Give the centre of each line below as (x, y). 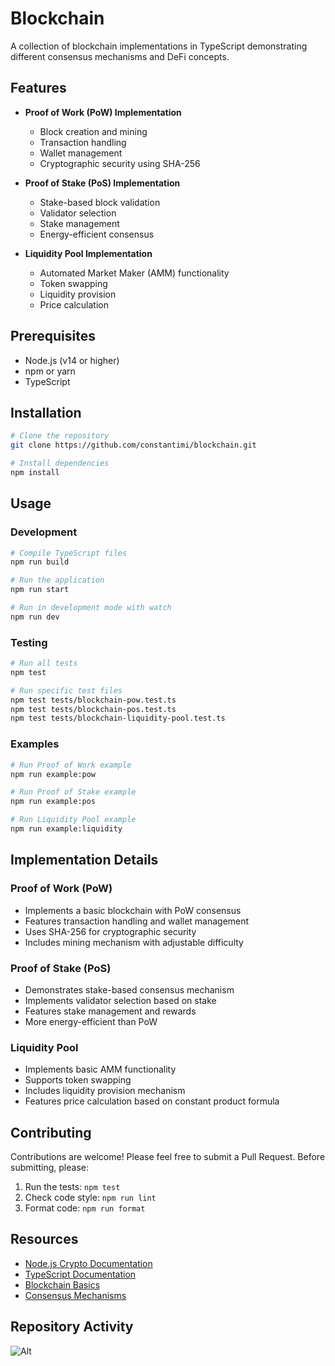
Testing (29, 642)
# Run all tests (44, 663)
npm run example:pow (53, 774)
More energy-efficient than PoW (91, 1021)
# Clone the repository (60, 436)
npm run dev (35, 617)
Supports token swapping (78, 1080)
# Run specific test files (66, 690)
